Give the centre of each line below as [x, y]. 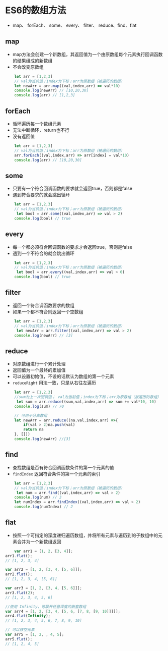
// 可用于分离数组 [31, 415]
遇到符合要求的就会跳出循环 [41, 195]
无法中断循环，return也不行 [41, 130]
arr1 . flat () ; [19, 556]
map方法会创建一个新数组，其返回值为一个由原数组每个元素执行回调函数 [88, 54]
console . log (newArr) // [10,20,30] [52, 91]
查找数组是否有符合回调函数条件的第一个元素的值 [63, 467]
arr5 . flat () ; [19, 639]
